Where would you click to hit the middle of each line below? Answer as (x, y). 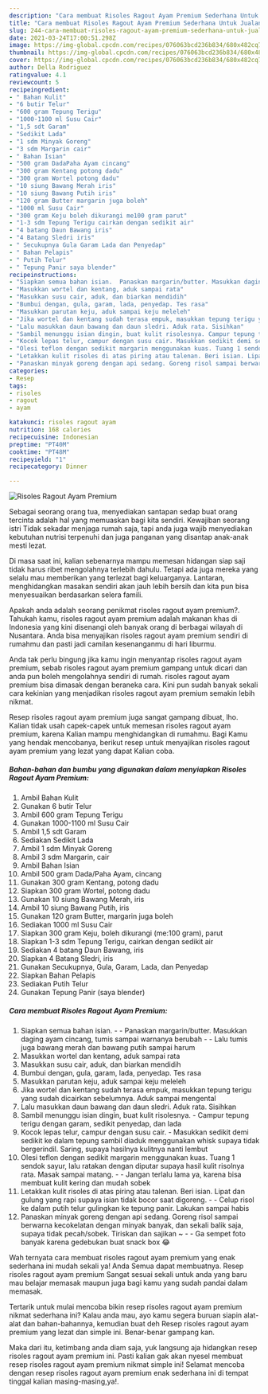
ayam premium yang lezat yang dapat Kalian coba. (92, 751)
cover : (20, 61)
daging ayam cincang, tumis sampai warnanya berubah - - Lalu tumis (134, 1039)
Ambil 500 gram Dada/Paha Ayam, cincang (91, 874)
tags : (18, 386)
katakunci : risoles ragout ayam (62, 423)
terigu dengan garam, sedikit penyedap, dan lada (101, 1124)
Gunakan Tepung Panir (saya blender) (83, 993)
